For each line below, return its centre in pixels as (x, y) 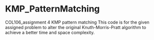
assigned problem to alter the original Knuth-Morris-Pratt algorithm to (76, 27)
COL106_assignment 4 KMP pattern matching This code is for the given (77, 22)
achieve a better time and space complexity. (50, 32)
